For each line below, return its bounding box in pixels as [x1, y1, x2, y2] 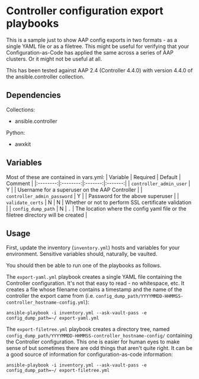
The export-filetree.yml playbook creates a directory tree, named [6, 326, 170, 333]
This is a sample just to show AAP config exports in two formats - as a [6, 36, 178, 43]
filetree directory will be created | [6, 211, 88, 218]
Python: [6, 129, 25, 136]
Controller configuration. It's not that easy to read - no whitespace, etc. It [6, 280, 185, 287]
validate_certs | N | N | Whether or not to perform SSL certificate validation [6, 199, 192, 206]
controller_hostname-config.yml [6, 300, 86, 306]
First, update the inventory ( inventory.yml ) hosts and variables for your [6, 244, 180, 251]
